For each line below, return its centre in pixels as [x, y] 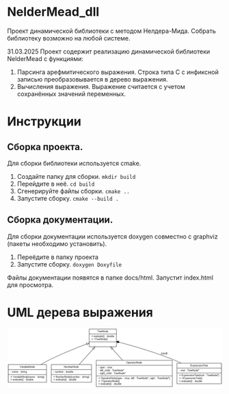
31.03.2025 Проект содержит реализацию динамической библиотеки [109, 51]
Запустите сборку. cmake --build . [68, 198]
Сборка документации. [60, 220]
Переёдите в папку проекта [58, 257]
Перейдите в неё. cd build [56, 184]
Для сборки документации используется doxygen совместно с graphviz [112, 236]
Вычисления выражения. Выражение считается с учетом [101, 86]
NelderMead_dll [53, 12]
